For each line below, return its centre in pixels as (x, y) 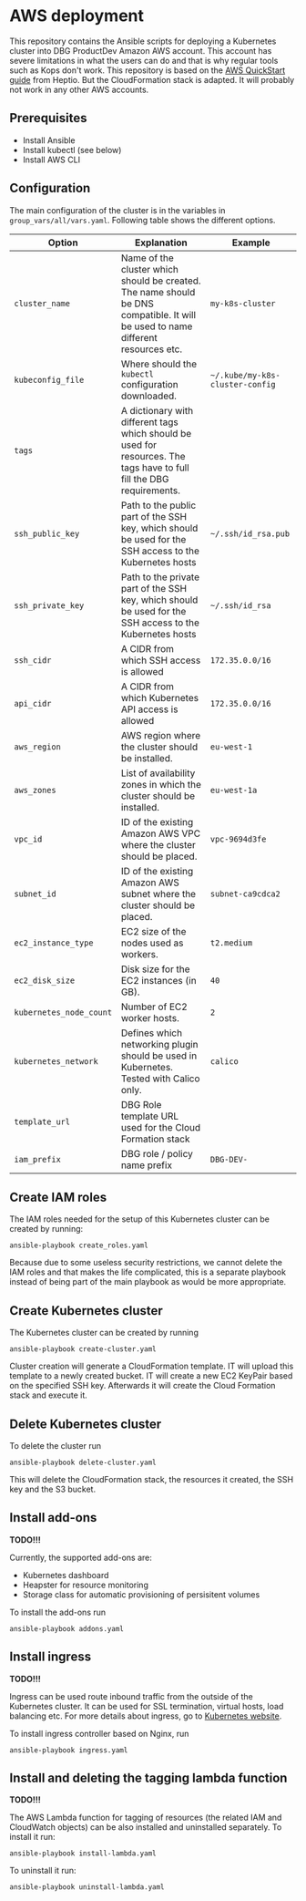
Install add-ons (53, 1518)
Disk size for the (155, 969)
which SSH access (161, 660)
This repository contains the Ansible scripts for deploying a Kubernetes (143, 41)
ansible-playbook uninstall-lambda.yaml (87, 1887)
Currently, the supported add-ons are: (81, 1557)
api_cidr (33, 703)
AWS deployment (76, 16)
